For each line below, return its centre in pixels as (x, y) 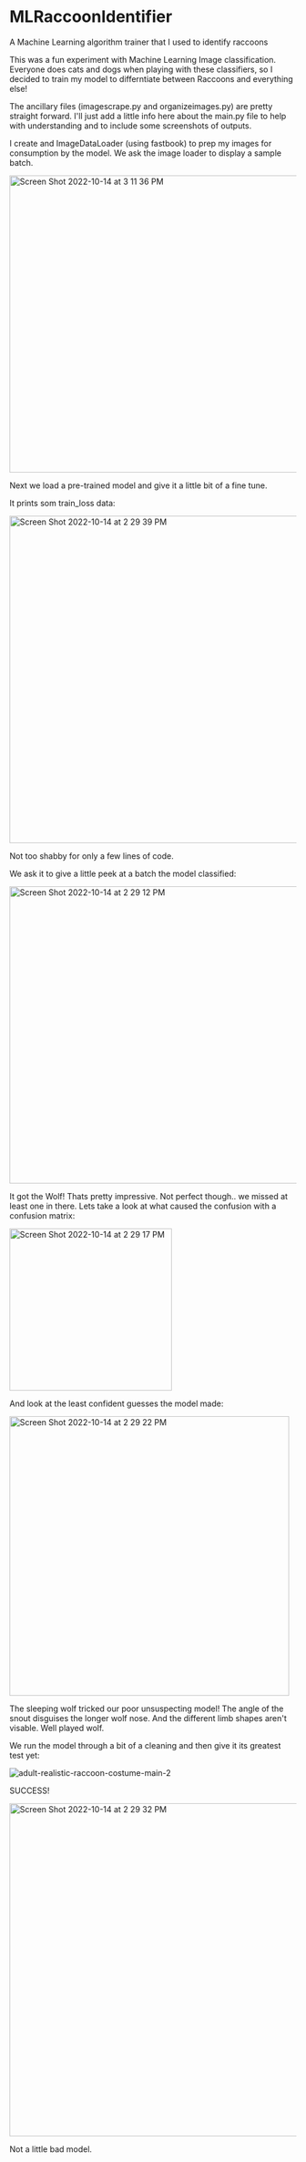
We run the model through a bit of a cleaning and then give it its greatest (145, 1745)
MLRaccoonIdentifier (91, 17)
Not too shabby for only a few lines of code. (92, 856)
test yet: (25, 1755)
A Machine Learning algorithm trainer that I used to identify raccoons (139, 42)
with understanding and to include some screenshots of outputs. (131, 126)
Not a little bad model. (51, 2149)
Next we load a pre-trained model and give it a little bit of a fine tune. (138, 485)
